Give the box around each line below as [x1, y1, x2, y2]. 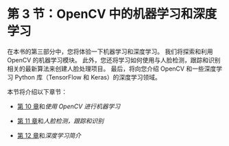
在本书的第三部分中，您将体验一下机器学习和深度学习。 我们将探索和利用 [7, 47, 213, 56]
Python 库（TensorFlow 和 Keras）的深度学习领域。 [14, 73, 161, 81]
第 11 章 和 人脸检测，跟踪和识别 [16, 117, 104, 125]
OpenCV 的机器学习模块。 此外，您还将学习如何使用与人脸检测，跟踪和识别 [7, 56, 221, 64]
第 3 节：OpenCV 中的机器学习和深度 [7, 6, 217, 22]
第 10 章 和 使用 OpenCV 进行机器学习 [16, 102, 121, 110]
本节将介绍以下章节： [7, 87, 67, 96]
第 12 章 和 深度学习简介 [16, 131, 81, 139]
